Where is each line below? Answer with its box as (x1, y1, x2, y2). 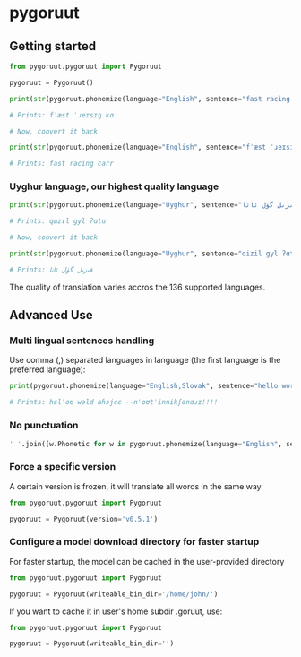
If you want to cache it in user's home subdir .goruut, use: (9, 606, 223, 617)
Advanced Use (9, 307, 94, 323)
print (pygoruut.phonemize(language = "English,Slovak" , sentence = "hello (9, 382, 279, 391)
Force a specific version (9, 461, 116, 473)
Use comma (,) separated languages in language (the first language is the (9, 355, 281, 366)
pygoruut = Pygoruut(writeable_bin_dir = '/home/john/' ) (9, 590, 219, 599)
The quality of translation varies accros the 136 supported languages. (9, 281, 266, 292)
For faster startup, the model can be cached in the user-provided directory (9, 556, 285, 566)
